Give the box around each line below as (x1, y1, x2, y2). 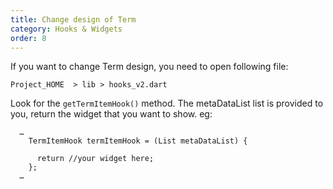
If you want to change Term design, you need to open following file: (10, 61, 289, 73)
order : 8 (10, 33, 47, 43)
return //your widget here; (36, 154, 155, 164)
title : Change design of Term (10, 14, 137, 25)
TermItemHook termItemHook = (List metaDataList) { (28, 136, 248, 146)
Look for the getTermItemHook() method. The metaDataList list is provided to (10, 97, 324, 110)
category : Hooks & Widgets (10, 24, 123, 34)
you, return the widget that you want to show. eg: (10, 108, 213, 120)
